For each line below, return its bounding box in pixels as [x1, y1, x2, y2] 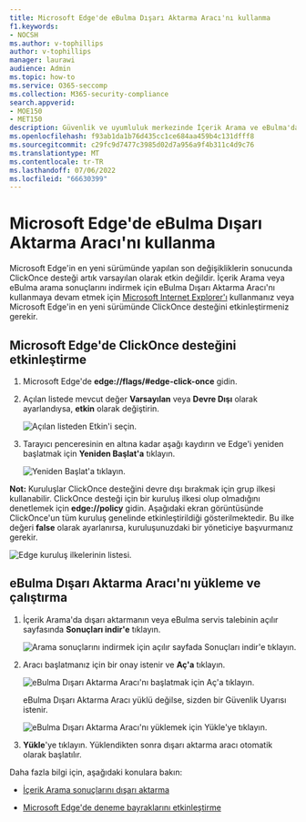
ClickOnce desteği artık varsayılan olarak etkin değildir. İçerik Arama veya [9, 272, 285, 283]
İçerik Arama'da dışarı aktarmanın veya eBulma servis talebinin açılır [22, 614, 279, 624]
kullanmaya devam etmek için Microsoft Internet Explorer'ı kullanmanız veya [9, 292, 294, 303]
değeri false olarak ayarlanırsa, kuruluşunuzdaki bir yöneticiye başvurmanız [9, 523, 294, 533]
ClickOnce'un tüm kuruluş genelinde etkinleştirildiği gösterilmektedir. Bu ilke [9, 512, 294, 523]
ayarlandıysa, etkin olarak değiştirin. [22, 403, 159, 414]
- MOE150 [9, 107, 43, 116]
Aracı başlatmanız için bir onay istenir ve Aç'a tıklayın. [22, 659, 226, 670]
